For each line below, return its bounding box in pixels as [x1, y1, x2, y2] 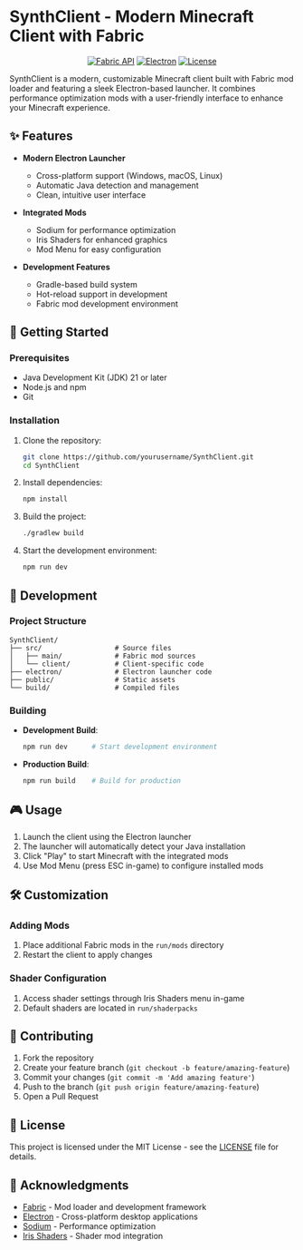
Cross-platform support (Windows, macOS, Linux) [35, 170, 223, 181]
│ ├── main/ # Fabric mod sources [9, 651, 196, 660]
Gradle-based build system [35, 278, 138, 289]
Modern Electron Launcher [22, 152, 126, 163]
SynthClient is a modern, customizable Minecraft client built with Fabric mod [9, 73, 294, 83]
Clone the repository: [22, 435, 102, 445]
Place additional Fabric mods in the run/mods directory [22, 940, 224, 951]
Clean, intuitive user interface [35, 189, 147, 200]
